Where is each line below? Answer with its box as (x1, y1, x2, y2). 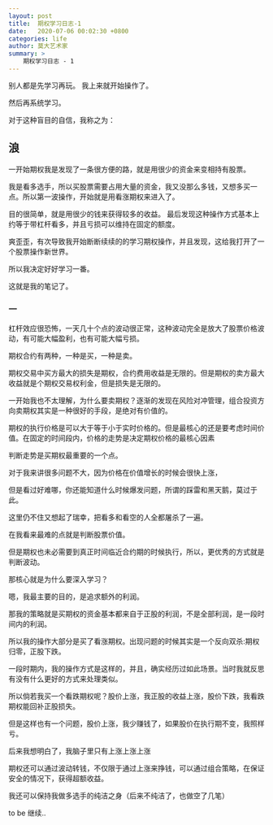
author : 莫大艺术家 (8, 42, 68, 50)
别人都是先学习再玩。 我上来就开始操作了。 (8, 80, 153, 90)
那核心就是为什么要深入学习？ (8, 574, 108, 584)
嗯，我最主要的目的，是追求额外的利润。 (8, 591, 144, 601)
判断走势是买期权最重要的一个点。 (8, 450, 123, 460)
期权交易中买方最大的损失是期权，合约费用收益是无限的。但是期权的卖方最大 (8, 367, 265, 378)
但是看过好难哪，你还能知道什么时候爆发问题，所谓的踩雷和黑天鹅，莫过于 (8, 484, 258, 494)
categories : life (8, 34, 67, 43)
